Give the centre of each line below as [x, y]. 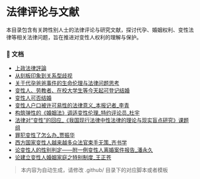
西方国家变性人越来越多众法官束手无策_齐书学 [71, 143]
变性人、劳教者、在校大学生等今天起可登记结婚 [72, 90]
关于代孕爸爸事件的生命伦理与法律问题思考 [67, 83]
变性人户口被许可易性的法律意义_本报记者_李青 [72, 105]
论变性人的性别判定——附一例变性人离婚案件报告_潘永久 [84, 150]
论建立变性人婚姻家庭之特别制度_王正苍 [63, 158]
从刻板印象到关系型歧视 [43, 76]
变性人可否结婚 [33, 98]
